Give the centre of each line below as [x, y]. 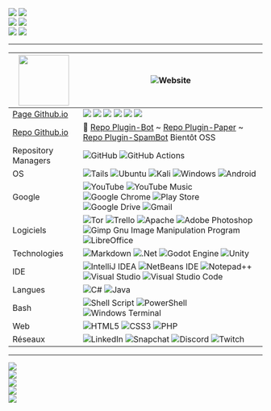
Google [26, 197]
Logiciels [29, 230]
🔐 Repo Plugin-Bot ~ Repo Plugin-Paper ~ [163, 127]
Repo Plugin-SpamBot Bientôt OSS [149, 137]
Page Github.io [40, 114]
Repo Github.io [40, 132]
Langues [29, 289]
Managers [31, 160]
